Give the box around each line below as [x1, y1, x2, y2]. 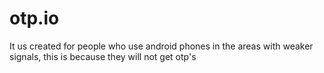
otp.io [9, 7, 60, 30]
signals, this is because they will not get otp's [9, 50, 197, 62]
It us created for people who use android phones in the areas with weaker [9, 40, 314, 52]
